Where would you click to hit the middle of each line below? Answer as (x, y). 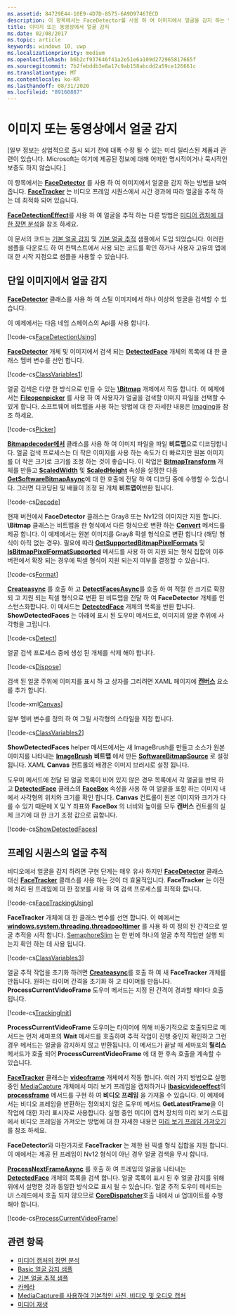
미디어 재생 (33, 1304)
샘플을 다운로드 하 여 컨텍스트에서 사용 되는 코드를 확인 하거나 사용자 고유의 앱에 (117, 248)
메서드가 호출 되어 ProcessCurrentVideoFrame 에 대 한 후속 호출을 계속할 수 (114, 1053)
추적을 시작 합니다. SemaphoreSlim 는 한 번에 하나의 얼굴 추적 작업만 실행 (116, 935)
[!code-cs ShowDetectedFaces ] (53, 829)
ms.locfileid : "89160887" (45, 92)
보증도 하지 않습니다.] (37, 168)
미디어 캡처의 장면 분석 (48, 1260)
